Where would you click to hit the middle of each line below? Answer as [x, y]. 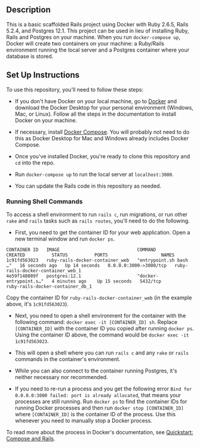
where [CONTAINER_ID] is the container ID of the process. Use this [95, 414]
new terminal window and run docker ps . [65, 239]
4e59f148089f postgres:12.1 [44, 276]
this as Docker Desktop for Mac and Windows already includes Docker [102, 138]
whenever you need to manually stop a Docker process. [83, 420]
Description [28, 10]
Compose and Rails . [31, 438]
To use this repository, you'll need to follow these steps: [75, 89]
